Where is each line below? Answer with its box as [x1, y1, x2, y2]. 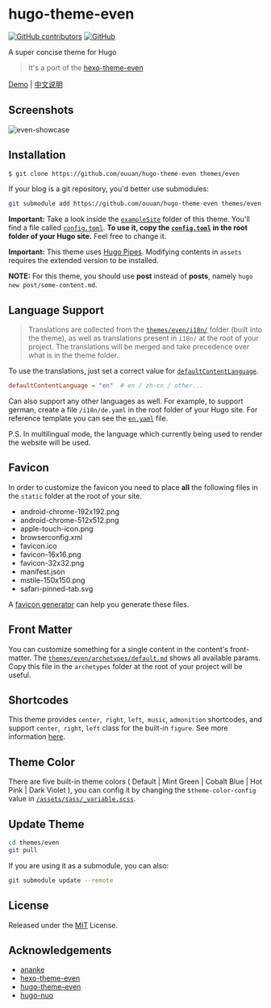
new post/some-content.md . [8, 280, 98, 290]
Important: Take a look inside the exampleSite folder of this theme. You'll [8, 215, 250, 224]
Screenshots [8, 103, 74, 117]
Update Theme [8, 817, 85, 831]
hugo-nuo [19, 990, 54, 1001]
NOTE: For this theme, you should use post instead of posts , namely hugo [8, 271, 253, 281]
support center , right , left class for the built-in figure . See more [8, 723, 228, 733]
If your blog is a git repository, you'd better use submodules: [8, 184, 210, 194]
